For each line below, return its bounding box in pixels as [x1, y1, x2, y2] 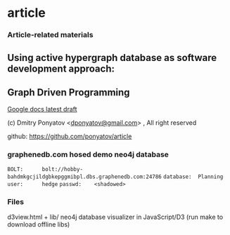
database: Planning [162, 173, 224, 180]
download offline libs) [7, 220, 70, 229]
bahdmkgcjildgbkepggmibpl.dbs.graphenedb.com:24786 [7, 173, 162, 180]
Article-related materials [7, 30, 94, 40]
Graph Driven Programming [7, 86, 130, 98]
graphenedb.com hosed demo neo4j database [7, 149, 169, 159]
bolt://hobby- [41, 166, 83, 173]
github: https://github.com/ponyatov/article [7, 132, 132, 141]
